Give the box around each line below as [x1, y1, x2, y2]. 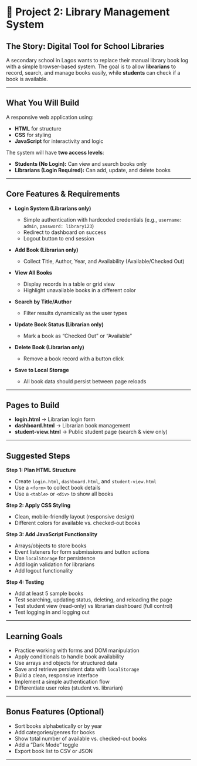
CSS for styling [14, 131, 52, 138]
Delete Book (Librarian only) [14, 343, 85, 350]
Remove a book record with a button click [23, 355, 124, 362]
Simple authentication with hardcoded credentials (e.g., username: [23, 216, 183, 223]
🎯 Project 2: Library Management [6, 5, 170, 19]
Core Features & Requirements [6, 189, 120, 199]
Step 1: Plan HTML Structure [6, 467, 76, 474]
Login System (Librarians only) [14, 205, 91, 212]
